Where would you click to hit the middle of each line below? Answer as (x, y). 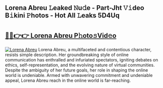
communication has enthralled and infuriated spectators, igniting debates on (81, 60)
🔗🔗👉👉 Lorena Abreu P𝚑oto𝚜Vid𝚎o (61, 36)
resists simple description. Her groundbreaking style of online (67, 55)
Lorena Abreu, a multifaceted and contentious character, (95, 50)
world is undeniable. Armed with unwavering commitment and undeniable (79, 75)
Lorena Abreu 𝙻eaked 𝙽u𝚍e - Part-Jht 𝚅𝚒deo (75, 8)
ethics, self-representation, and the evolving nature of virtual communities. (80, 65)
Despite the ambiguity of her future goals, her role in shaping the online (77, 70)
